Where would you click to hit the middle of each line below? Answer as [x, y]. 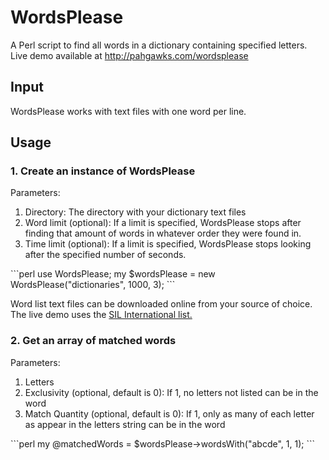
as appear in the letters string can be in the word [125, 424]
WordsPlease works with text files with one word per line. [128, 111]
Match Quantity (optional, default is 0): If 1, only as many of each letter [169, 413]
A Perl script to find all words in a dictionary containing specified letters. [159, 45]
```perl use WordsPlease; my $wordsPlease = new [113, 274]
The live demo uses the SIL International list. [101, 315]
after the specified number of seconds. [105, 255]
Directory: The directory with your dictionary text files [135, 212]
